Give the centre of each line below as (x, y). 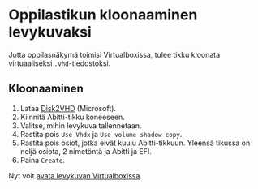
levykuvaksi (50, 32)
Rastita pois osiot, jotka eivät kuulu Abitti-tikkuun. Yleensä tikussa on (135, 143)
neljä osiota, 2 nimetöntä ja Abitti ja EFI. (86, 151)
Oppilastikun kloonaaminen (103, 15)
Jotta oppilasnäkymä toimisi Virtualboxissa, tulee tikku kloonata (114, 54)
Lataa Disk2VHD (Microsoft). (68, 108)
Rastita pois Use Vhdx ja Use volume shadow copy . (101, 134)
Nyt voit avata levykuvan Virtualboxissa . (75, 175)
